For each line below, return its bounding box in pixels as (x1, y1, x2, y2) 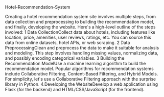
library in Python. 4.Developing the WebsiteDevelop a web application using (5, 81, 158, 87)
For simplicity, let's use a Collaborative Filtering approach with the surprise (5, 76, 156, 82)
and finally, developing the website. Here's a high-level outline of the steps (5, 24, 156, 30)
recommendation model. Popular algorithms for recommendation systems (5, 66, 154, 72)
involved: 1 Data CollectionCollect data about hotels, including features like (5, 29, 156, 35)
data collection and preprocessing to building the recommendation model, (5, 19, 154, 24)
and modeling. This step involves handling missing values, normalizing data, (5, 50, 159, 56)
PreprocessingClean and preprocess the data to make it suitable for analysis (5, 45, 159, 50)
